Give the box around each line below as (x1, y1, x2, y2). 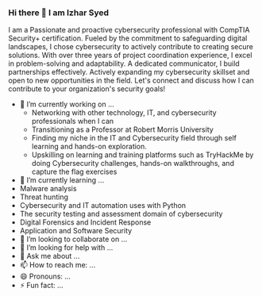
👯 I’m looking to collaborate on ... (19, 234, 128, 244)
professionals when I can (31, 117, 114, 126)
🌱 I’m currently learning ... (19, 175, 105, 185)
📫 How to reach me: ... (19, 260, 96, 270)
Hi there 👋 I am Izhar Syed (8, 7, 110, 18)
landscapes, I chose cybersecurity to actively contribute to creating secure (8, 42, 254, 52)
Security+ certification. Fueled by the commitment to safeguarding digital (8, 33, 248, 43)
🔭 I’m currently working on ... (19, 99, 114, 110)
